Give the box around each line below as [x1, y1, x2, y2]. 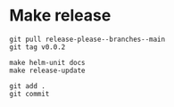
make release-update [9, 66, 87, 75]
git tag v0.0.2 [9, 42, 66, 52]
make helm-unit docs [9, 58, 87, 67]
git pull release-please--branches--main [9, 35, 166, 44]
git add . [9, 81, 46, 90]
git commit [9, 89, 50, 98]
